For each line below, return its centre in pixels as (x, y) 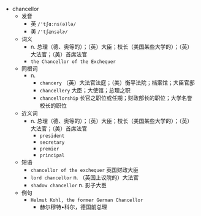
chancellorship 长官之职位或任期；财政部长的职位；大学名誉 (116, 98)
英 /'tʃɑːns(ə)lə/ (53, 24)
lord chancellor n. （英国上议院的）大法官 (85, 177)
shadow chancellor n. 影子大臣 (69, 185)
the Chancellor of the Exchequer (73, 62)
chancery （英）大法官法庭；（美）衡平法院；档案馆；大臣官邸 (117, 83)
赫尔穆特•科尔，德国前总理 (74, 207)
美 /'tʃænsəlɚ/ (49, 31)
